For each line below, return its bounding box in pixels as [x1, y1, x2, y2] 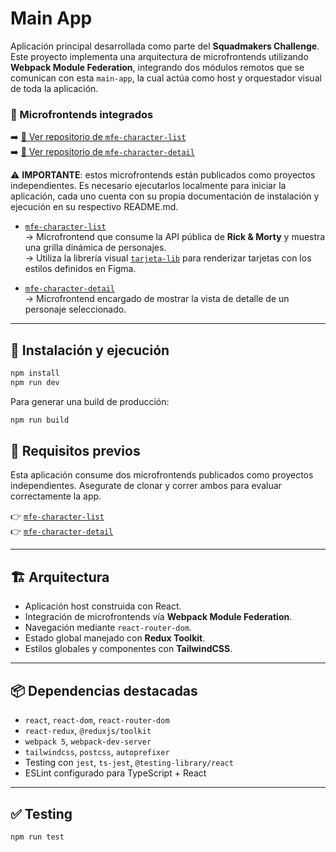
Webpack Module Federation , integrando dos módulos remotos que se [10, 61, 305, 73]
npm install [10, 368, 60, 379]
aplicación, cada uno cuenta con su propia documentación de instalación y [10, 190, 320, 202]
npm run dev [10, 377, 60, 387]
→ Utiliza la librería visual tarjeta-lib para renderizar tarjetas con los [24, 252, 312, 264]
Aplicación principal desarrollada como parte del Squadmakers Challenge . [10, 40, 320, 52]
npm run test [10, 832, 65, 842]
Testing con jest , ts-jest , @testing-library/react [24, 757, 234, 769]
